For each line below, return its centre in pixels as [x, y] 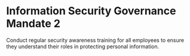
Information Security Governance [91, 11]
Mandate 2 [33, 24]
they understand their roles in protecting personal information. [83, 46]
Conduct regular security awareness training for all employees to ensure [95, 40]
